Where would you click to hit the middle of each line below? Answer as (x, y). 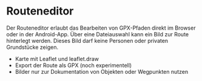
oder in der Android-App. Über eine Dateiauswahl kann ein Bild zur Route (98, 34)
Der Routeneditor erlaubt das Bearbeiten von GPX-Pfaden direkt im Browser (101, 28)
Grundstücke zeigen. (32, 47)
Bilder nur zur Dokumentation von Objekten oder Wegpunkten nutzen (102, 71)
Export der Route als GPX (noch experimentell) (73, 65)
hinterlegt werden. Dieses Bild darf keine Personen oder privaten (87, 40)
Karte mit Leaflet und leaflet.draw (57, 59)
